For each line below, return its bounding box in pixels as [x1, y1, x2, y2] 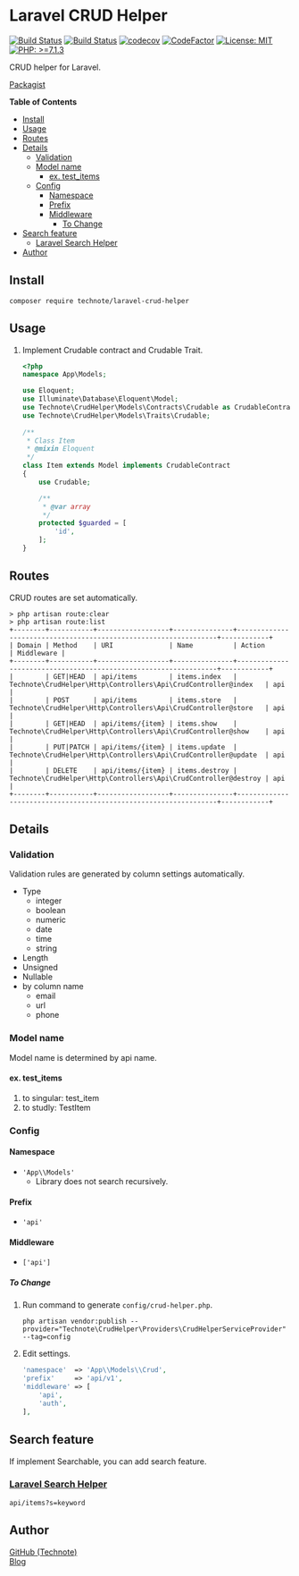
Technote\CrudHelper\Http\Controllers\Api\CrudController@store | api [9, 703, 286, 712]
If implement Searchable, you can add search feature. [9, 1455, 207, 1467]
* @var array [42, 502, 91, 511]
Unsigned [21, 962, 58, 973]
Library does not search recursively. [35, 1176, 169, 1187]
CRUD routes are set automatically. [9, 592, 138, 603]
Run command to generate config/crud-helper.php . [21, 1300, 213, 1310]
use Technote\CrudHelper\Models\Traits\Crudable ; [21, 411, 212, 420]
